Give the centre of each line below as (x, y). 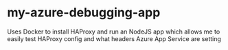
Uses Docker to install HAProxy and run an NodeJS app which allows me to (114, 32)
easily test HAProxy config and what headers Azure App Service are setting (114, 38)
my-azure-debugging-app (84, 13)
